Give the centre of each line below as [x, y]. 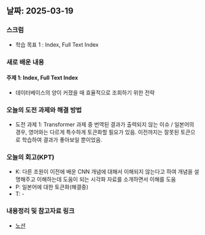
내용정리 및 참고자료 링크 [41, 211]
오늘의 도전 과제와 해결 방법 [44, 110]
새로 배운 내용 [25, 62]
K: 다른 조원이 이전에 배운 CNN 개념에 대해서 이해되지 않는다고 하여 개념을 [104, 172]
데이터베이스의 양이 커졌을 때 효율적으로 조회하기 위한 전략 [85, 92]
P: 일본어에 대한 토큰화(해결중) [52, 187]
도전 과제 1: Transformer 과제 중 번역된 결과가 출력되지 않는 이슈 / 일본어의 [105, 125]
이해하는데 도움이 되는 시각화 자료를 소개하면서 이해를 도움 [106, 179]
